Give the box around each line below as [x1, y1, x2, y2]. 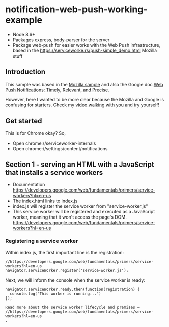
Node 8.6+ [12, 31, 36, 37]
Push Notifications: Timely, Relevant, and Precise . [5, 87, 109, 93]
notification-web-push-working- [5, 4, 148, 15]
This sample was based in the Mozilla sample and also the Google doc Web [5, 81, 164, 87]
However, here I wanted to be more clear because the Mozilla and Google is [5, 96, 164, 102]
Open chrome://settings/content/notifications [12, 145, 108, 151]
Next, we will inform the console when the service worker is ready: [5, 277, 145, 283]
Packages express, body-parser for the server [12, 37, 110, 43]
